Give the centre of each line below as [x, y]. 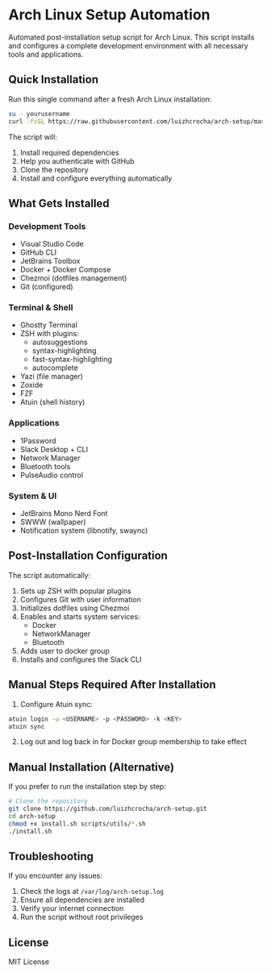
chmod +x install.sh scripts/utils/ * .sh [77, 824]
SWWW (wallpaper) [53, 522]
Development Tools [47, 226]
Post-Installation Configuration [88, 556]
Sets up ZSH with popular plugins [75, 591]
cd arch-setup [32, 817]
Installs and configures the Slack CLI [81, 659]
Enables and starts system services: [80, 616]
